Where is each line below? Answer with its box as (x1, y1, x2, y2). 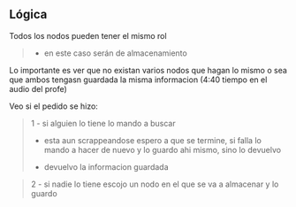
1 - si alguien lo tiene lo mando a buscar (30, 118, 176, 128)
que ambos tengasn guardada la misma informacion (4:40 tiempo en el (9, 74, 268, 85)
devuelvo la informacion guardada (43, 161, 170, 172)
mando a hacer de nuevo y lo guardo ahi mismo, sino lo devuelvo (43, 144, 281, 155)
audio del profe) (9, 83, 68, 94)
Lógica (9, 7, 48, 22)
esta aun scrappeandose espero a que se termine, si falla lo (43, 134, 262, 145)
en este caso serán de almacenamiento (43, 48, 187, 58)
